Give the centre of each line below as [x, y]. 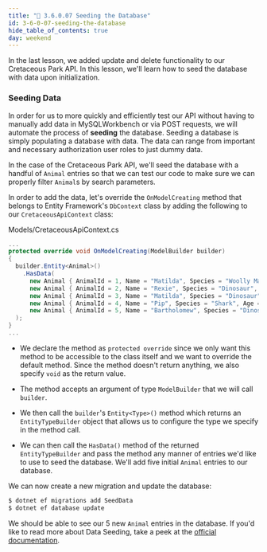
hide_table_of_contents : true [58, 30]
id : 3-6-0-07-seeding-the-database [67, 23]
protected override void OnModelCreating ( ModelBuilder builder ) [117, 252]
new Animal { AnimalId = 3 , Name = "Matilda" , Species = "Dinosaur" [145, 296]
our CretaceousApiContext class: [61, 214]
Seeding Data [35, 98]
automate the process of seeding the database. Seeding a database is [124, 132]
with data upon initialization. [54, 77]
